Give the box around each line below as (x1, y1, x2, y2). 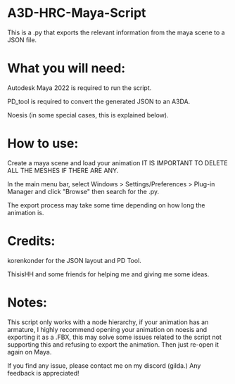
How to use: (7, 136, 79, 152)
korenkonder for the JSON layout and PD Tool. (7, 256, 142, 264)
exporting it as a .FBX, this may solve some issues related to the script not (7, 333, 222, 341)
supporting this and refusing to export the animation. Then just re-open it (7, 340, 220, 349)
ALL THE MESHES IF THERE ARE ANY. (7, 166, 119, 174)
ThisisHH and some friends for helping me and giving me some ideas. (7, 269, 210, 279)
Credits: (7, 233, 56, 249)
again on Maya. (7, 347, 52, 356)
